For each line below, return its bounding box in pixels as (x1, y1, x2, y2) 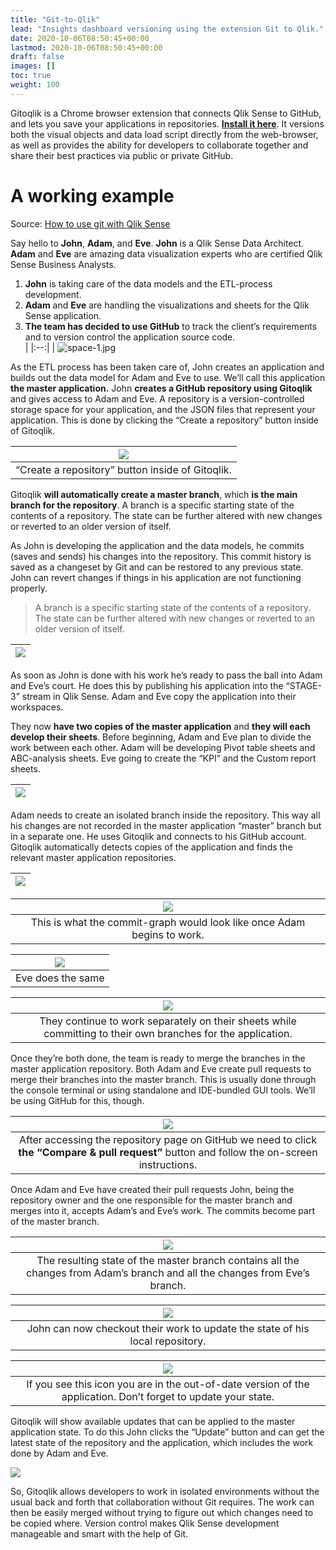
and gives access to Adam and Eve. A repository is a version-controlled (10, 392, 305, 405)
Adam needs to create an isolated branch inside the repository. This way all (10, 809, 321, 821)
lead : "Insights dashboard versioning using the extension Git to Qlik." (10, 24, 325, 34)
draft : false (10, 52, 65, 62)
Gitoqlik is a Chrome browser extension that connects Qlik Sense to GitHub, (10, 107, 322, 119)
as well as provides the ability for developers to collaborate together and (10, 139, 309, 151)
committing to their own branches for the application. (43, 1026, 293, 1040)
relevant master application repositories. (10, 851, 177, 863)
